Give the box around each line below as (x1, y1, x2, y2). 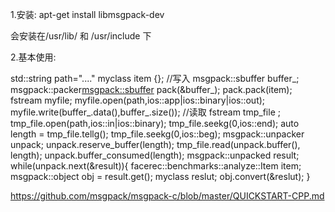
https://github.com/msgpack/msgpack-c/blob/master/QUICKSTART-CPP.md (10, 190, 325, 202)
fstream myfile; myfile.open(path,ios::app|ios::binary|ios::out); (10, 94, 266, 106)
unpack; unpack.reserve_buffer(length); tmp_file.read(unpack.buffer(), (10, 139, 301, 150)
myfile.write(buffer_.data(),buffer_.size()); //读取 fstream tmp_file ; (10, 106, 281, 118)
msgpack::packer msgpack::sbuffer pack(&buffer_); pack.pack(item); (10, 84, 293, 95)
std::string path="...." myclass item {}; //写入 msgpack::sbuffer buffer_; (10, 73, 300, 84)
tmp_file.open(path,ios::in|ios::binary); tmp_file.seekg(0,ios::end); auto (10, 118, 300, 129)
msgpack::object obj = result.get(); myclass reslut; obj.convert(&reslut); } (10, 171, 311, 182)
